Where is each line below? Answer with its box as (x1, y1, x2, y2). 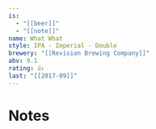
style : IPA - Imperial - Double (8, 42, 117, 50)
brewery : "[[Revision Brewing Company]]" (8, 49, 150, 57)
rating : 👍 (8, 64, 44, 73)
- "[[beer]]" (15, 19, 60, 27)
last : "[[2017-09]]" (8, 72, 78, 80)
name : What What (8, 34, 63, 43)
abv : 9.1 (8, 57, 38, 65)
